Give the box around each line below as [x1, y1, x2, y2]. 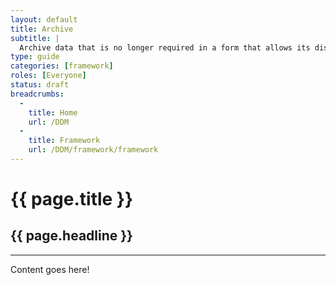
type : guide [10, 52, 60, 62]
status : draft [10, 80, 70, 90]
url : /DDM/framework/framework [28, 145, 159, 155]
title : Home [28, 107, 78, 118]
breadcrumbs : [10, 89, 65, 99]
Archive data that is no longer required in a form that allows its [19, 42, 311, 53]
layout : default [10, 14, 78, 25]
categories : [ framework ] [10, 61, 114, 71]
